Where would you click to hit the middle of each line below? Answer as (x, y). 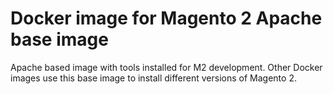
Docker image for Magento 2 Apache (166, 18)
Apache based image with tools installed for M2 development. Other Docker (166, 67)
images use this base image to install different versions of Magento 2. (153, 78)
